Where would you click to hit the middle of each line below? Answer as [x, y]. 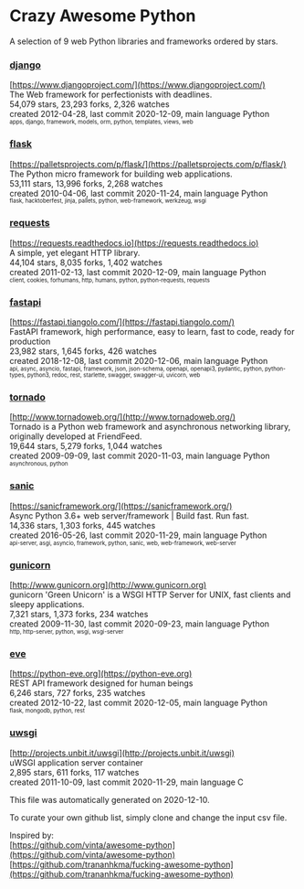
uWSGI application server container [76, 762]
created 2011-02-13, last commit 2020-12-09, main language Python [138, 272]
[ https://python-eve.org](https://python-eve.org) [101, 674]
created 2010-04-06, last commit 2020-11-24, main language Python [139, 193]
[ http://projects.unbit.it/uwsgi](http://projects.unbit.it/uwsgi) [122, 753]
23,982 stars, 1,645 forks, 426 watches [83, 351]
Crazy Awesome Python [103, 16]
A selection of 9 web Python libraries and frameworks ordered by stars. [144, 41]
